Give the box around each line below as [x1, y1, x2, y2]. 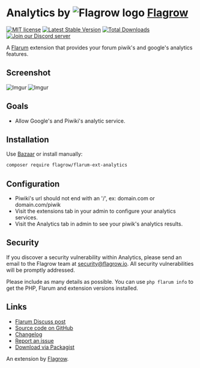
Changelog [14, 331, 43, 338]
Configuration [6, 179, 60, 189]
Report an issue [14, 337, 54, 344]
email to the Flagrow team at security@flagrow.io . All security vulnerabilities [6, 260, 194, 267]
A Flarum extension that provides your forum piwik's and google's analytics [6, 44, 193, 51]
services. [14, 214, 38, 221]
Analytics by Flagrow [6, 6, 189, 20]
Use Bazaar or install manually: [6, 150, 83, 158]
